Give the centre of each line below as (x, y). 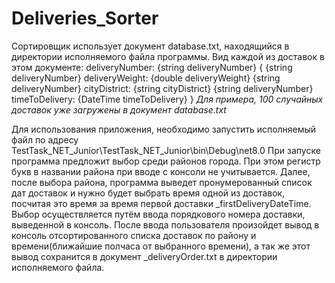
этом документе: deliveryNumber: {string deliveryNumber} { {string (152, 67)
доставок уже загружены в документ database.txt (119, 109)
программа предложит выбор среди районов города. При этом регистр (166, 161)
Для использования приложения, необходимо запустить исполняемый (164, 129)
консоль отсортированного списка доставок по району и (134, 235)
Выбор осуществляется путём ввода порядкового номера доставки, (158, 214)
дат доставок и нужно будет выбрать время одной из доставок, (148, 193)
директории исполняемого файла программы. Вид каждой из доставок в (168, 56)
